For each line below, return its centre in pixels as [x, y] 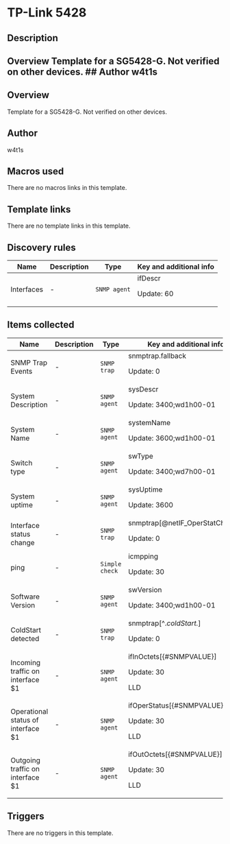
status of [25, 720]
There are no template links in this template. [69, 226]
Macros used [36, 171]
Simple [111, 564]
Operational [29, 711]
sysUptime [145, 490]
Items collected [41, 325]
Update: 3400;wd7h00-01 [171, 471]
